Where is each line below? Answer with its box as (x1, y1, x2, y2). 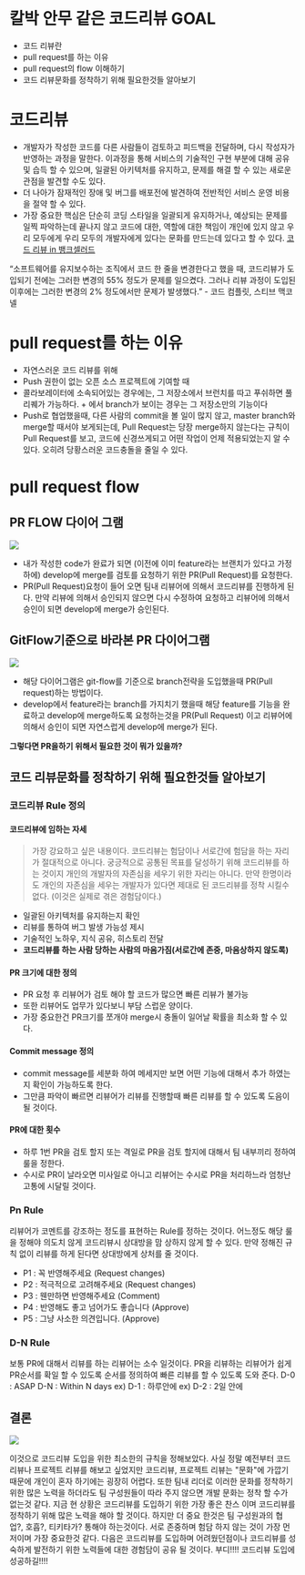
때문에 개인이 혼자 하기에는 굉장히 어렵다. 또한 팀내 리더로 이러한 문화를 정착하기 (9, 1476, 294, 1487)
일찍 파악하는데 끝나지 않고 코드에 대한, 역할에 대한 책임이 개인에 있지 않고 (22, 220, 285, 232)
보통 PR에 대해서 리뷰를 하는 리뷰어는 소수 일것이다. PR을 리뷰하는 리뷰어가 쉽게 (9, 1358, 292, 1369)
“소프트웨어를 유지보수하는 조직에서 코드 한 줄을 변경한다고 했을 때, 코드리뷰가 (9, 263, 285, 274)
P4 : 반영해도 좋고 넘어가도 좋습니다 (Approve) (22, 1302, 189, 1313)
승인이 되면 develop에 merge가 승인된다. (22, 603, 170, 615)
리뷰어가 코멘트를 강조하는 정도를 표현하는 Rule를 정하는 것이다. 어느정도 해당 (9, 1225, 284, 1236)
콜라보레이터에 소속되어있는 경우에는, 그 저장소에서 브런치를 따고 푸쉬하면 (22, 387, 284, 398)
